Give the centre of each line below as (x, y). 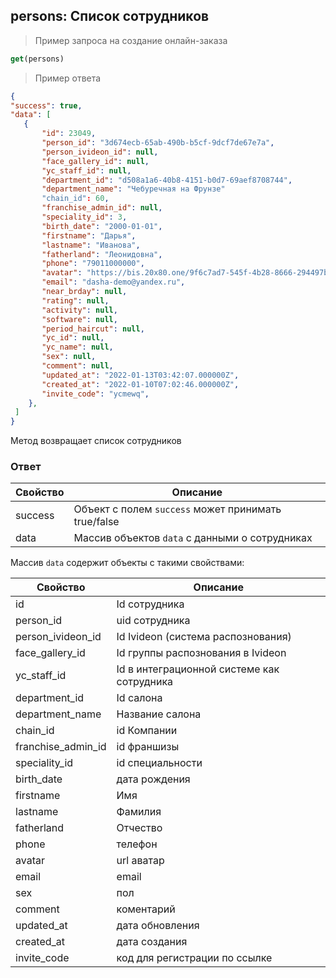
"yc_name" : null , (77, 347)
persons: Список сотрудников (110, 16)
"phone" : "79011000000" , (93, 264)
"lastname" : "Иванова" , (91, 245)
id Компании (147, 731)
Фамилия (139, 812)
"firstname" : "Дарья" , (89, 235)
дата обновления (158, 926)
